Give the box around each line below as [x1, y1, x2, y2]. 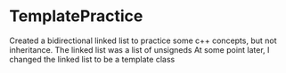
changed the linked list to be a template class [9, 54, 176, 64]
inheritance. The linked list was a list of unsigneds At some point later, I [9, 44, 270, 55]
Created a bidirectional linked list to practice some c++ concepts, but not [9, 35, 278, 46]
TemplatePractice [9, 6, 143, 26]
